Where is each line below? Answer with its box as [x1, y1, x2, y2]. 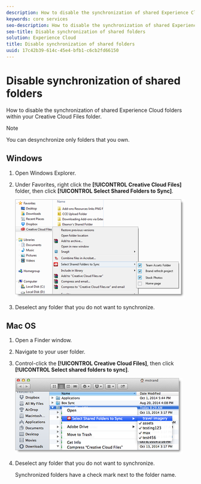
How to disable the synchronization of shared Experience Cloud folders [6, 106, 182, 114]
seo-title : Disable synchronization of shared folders [6, 29, 146, 35]
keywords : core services [6, 16, 68, 22]
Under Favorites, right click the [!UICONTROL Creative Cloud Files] [14, 181, 182, 188]
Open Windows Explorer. [14, 169, 77, 176]
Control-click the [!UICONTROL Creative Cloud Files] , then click [14, 360, 175, 367]
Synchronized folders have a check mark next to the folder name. [14, 471, 176, 479]
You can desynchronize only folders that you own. [6, 136, 130, 143]
